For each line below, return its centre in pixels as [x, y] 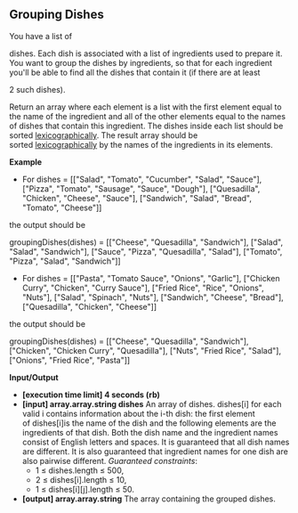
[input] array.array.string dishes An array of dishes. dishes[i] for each [152, 403]
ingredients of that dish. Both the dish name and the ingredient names [150, 432]
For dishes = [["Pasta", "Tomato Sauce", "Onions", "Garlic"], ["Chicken [151, 278]
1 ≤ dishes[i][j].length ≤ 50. [85, 489]
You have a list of [41, 36]
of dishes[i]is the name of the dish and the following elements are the [149, 423]
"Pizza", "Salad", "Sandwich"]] [65, 261]
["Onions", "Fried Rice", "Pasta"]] [70, 360]
